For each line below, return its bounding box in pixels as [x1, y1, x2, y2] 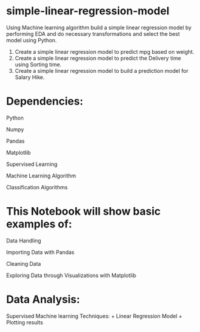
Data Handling [6, 237, 42, 244]
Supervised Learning [6, 160, 58, 168]
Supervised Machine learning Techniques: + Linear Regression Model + [6, 312, 183, 319]
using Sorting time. [14, 61, 61, 68]
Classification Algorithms [6, 183, 68, 190]
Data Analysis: [6, 293, 81, 306]
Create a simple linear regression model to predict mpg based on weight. [14, 48, 195, 55]
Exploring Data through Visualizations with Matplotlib [6, 272, 136, 279]
